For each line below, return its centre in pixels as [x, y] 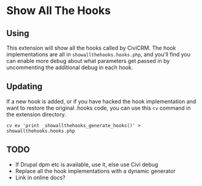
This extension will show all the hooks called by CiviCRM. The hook [91, 48]
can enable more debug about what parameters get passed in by [88, 61]
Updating [24, 87]
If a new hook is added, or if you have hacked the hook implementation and [101, 101]
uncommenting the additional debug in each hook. [70, 67]
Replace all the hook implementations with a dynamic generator [95, 171]
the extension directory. [36, 114]
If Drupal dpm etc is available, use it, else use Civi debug [87, 164]
